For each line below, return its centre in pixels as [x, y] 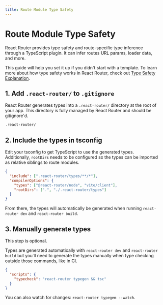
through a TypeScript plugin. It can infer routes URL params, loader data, [79, 53]
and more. [15, 58]
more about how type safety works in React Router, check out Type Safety [80, 73]
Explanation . [18, 78]
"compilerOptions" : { [32, 181]
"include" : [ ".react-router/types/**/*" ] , [54, 176]
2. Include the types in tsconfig [54, 140]
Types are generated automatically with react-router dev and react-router [81, 250]
